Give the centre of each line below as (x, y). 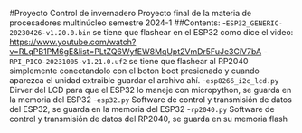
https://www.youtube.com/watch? (73, 42)
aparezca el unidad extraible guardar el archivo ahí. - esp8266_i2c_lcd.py (144, 80)
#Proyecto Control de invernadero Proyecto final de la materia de (130, 13)
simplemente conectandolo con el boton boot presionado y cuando (134, 71)
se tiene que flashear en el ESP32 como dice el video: (193, 32)
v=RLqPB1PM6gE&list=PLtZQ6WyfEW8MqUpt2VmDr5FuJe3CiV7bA (136, 52)
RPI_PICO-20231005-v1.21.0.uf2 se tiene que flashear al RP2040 (129, 61)
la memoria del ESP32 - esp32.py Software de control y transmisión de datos (151, 100)
